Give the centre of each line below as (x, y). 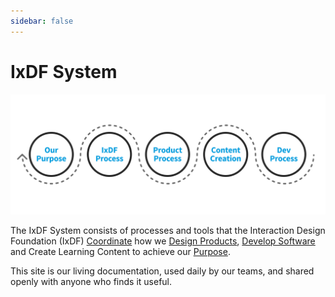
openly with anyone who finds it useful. (91, 281)
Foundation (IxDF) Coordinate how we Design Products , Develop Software (163, 241)
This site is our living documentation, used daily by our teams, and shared (162, 271)
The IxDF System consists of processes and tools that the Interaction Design (168, 230)
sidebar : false (42, 21)
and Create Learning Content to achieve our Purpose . (120, 251)
